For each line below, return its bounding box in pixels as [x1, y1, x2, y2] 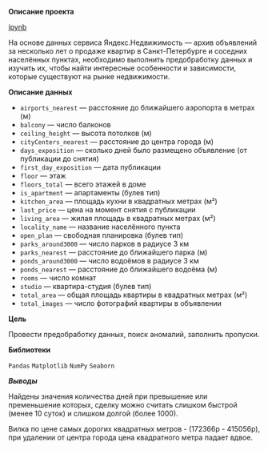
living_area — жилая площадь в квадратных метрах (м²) [19, 214, 216, 223]
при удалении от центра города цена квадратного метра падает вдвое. [8, 432, 254, 442]
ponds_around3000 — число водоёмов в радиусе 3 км [19, 256, 199, 265]
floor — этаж [19, 171, 66, 180]
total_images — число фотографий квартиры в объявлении [19, 299, 222, 307]
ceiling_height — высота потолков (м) [19, 128, 152, 138]
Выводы [8, 376, 38, 385]
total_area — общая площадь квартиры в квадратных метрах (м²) [19, 290, 248, 299]
